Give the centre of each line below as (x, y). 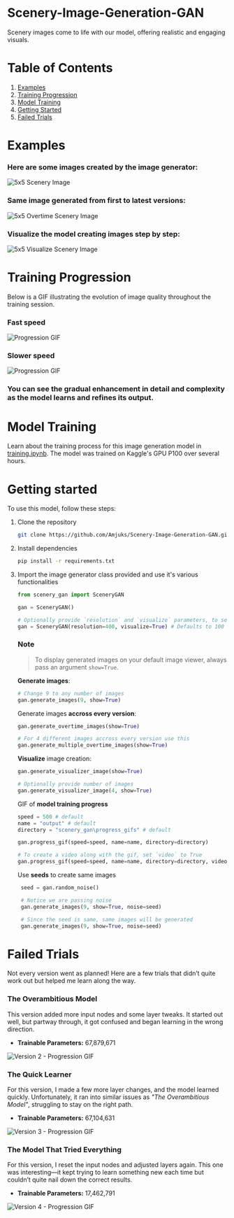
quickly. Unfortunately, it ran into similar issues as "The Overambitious (108, 1097)
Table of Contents (60, 68)
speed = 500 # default (50, 816)
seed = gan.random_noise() (60, 888)
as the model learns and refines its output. (80, 398)
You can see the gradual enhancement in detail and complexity (116, 389)
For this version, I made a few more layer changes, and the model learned (113, 1089)
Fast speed (27, 322)
